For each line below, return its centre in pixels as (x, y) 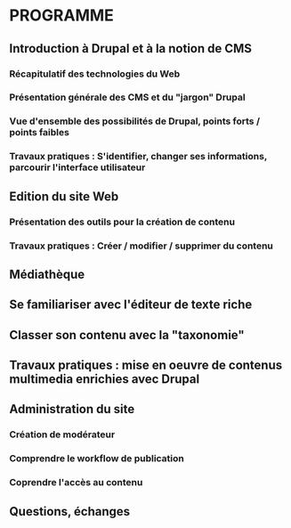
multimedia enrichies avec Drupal (105, 379)
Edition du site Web (64, 196)
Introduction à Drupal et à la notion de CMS (130, 49)
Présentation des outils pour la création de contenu (122, 222)
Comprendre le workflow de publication (97, 459)
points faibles (39, 133)
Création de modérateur (62, 435)
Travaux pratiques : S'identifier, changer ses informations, (138, 157)
